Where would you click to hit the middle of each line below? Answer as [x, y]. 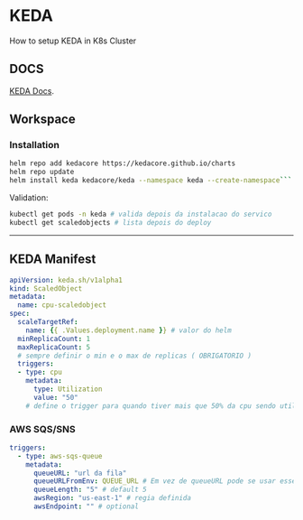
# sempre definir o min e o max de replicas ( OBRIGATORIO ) [135, 356]
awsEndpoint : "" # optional [86, 506]
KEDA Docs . [32, 90]
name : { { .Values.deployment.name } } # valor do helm [129, 330]
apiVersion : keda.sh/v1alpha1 [66, 280]
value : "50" [55, 397]
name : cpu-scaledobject [62, 305]
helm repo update [42, 172]
